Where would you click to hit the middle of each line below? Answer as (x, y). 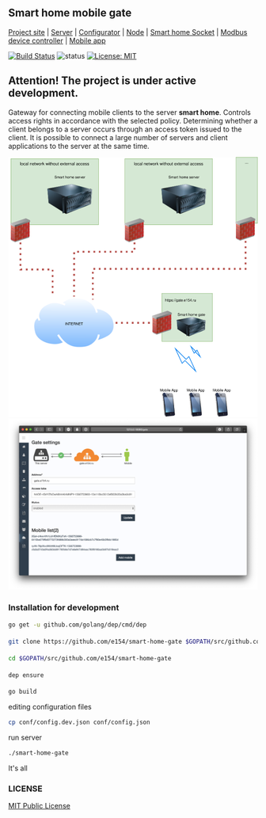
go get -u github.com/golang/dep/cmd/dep (78, 625)
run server (25, 738)
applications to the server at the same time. (79, 146)
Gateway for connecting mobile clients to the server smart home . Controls (129, 112)
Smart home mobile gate (70, 13)
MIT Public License (40, 806)
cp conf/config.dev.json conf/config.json (79, 723)
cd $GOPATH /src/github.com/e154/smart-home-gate (90, 658)
